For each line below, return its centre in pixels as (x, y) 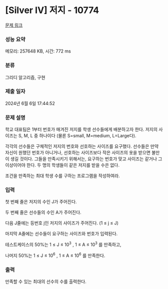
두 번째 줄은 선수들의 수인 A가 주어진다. (43, 212)
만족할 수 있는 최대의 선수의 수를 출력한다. (46, 281)
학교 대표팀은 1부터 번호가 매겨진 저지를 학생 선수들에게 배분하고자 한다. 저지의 (81, 129)
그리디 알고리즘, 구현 (25, 77)
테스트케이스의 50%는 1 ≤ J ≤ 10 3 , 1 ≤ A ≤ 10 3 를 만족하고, (63, 244)
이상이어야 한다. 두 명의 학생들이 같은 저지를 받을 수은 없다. (62, 165)
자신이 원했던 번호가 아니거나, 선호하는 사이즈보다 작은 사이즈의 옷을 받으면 (78, 153)
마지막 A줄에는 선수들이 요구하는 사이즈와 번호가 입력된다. (61, 234)
